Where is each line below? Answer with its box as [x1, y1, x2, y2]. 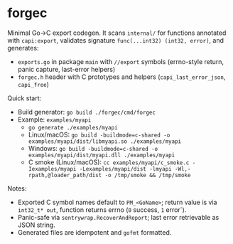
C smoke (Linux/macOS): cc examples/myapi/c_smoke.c [28, 158, 190, 166]
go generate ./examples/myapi [28, 124, 119, 131]
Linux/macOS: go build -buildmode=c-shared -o [28, 130, 170, 139]
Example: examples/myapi [17, 115, 92, 124]
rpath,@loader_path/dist [28, 171, 102, 179]
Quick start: [7, 94, 41, 102]
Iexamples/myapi [28, 165, 77, 172]
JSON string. [17, 221, 55, 229]
